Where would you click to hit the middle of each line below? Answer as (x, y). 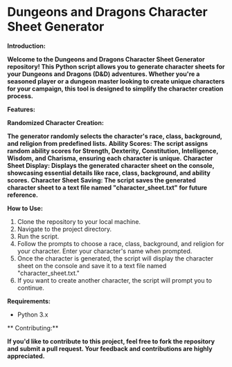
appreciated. (26, 356)
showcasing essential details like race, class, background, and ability (109, 173)
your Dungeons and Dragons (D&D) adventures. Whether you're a (104, 74)
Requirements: (29, 301)
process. (20, 96)
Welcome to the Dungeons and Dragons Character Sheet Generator (106, 59)
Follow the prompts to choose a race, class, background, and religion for (121, 243)
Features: (21, 109)
